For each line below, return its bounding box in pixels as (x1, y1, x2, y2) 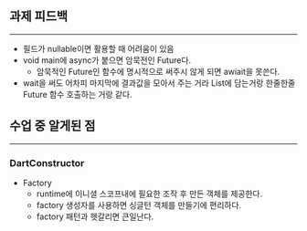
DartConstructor (9, 156, 85, 169)
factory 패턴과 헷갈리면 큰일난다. (36, 211, 154, 222)
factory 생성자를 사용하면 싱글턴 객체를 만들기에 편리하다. (36, 199, 242, 210)
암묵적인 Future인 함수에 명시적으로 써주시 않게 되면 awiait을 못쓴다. (36, 66, 281, 77)
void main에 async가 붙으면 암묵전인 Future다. (22, 54, 192, 66)
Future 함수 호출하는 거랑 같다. (22, 89, 132, 100)
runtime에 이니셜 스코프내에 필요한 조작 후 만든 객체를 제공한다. (36, 188, 263, 199)
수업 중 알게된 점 (9, 118, 96, 134)
